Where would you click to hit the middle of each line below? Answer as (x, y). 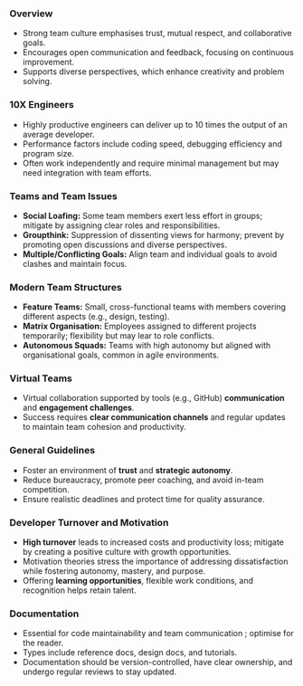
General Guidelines (52, 451)
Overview (31, 14)
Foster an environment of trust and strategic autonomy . (128, 470)
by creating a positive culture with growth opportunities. (127, 552)
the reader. (43, 643)
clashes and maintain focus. (75, 263)
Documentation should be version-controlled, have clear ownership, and (157, 662)
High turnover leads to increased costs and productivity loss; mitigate (153, 542)
